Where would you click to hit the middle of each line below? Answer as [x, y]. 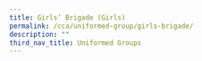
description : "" [39, 34]
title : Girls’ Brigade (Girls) [67, 17]
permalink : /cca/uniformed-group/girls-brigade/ [101, 26]
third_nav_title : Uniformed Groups [76, 43]
